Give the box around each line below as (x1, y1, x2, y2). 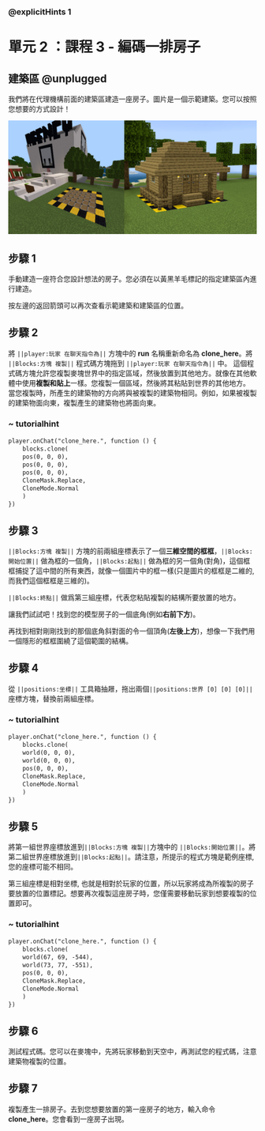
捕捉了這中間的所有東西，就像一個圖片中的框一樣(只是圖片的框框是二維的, (14, 566, 255, 575)
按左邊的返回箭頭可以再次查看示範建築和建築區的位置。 (8, 301, 188, 311)
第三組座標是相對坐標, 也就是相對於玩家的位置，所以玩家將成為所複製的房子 (8, 878, 254, 888)
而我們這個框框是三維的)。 (8, 576, 95, 585)
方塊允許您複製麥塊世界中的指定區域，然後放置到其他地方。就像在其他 (21, 368, 250, 378)
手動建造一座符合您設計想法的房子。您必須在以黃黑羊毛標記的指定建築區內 (8, 274, 250, 284)
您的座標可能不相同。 (8, 861, 77, 871)
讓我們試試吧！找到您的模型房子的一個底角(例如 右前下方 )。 (8, 609, 200, 619)
